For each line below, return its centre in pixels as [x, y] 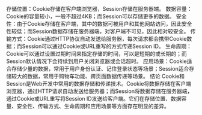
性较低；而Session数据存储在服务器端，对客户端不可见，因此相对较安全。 [98, 31]
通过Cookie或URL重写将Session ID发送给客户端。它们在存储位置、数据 [94, 99]
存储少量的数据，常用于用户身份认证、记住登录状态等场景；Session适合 [100, 69]
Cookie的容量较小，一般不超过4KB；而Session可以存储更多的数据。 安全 [96, 16]
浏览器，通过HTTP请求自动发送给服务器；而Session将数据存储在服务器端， [99, 91]
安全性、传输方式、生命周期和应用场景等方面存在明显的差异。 [93, 106]
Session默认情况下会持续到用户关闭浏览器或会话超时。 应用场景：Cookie [97, 61]
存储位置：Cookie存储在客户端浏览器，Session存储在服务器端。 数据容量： [99, 9]
